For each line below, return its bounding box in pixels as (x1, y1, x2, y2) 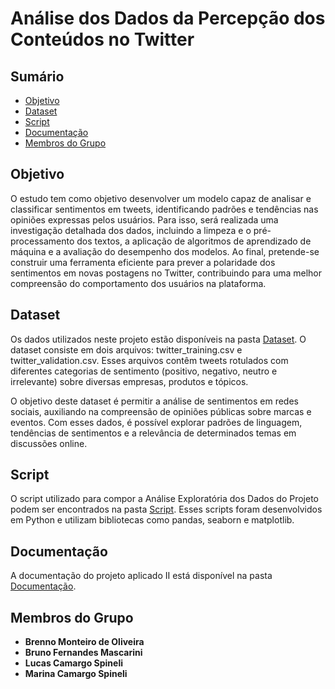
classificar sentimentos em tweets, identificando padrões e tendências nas (10, 203, 319, 215)
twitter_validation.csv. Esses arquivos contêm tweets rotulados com (10, 354, 289, 366)
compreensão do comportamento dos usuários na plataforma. (10, 277, 267, 289)
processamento (10, 235, 75, 247)
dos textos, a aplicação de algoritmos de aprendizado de (76, 235, 312, 247)
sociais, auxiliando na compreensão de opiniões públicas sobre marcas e (10, 405, 312, 417)
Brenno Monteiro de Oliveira (24, 636, 145, 648)
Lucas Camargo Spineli (24, 657, 124, 669)
